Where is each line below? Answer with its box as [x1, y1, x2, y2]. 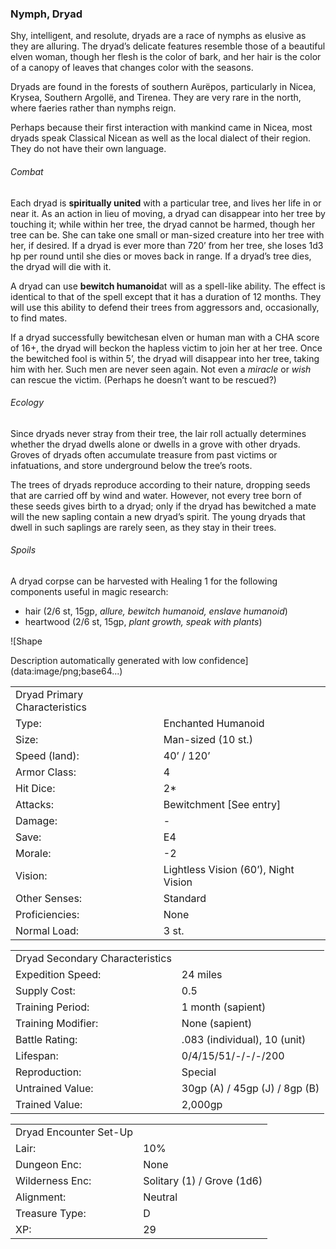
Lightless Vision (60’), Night [163, 862, 295, 876]
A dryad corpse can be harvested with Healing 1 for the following [10, 575, 278, 587]
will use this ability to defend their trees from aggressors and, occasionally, [10, 301, 320, 313]
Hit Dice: [15, 781, 56, 795]
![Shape [10, 635, 43, 647]
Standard [163, 891, 207, 905]
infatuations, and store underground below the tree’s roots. [10, 459, 253, 471]
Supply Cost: [15, 983, 76, 997]
